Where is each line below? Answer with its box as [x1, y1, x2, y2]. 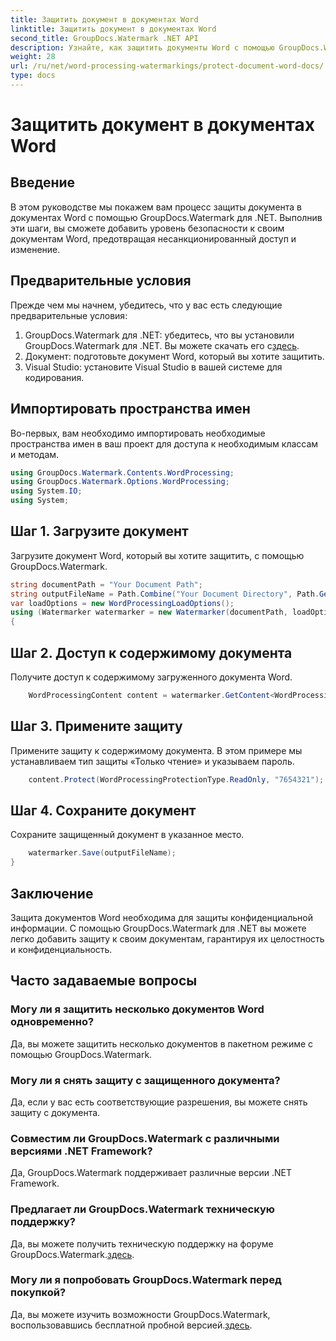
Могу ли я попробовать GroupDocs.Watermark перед [10, 1273, 282, 1287]
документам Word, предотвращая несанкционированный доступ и [10, 232, 297, 245]
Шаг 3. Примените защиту [10, 718, 183, 735]
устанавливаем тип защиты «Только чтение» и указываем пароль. [10, 755, 295, 767]
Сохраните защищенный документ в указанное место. [10, 829, 245, 841]
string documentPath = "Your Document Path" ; [10, 579, 203, 590]
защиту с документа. [10, 1106, 101, 1118]
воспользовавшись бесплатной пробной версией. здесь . [10, 1319, 253, 1331]
